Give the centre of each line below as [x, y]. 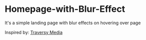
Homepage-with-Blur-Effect [65, 9]
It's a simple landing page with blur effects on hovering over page [73, 23]
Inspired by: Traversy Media [34, 32]
